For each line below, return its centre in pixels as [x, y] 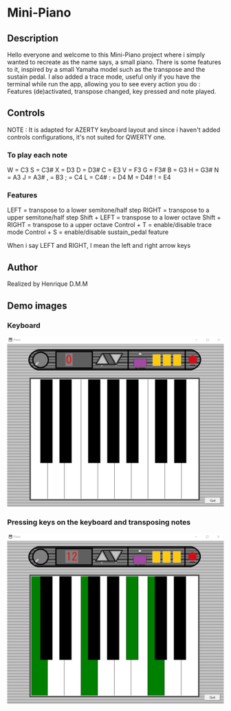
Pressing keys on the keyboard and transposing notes [99, 523]
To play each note [37, 155]
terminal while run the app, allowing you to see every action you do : [104, 84]
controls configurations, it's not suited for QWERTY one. [87, 137]
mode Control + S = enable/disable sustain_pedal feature [88, 232]
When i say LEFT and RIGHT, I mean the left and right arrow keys [99, 246]
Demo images [37, 305]
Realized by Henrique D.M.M [47, 284]
